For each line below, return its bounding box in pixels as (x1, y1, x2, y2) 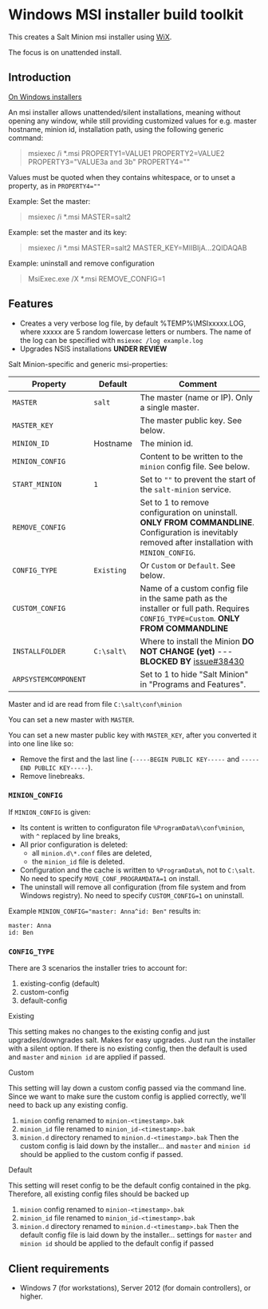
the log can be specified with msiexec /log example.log (19, 335, 203, 345)
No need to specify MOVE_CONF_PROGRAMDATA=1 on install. (19, 873, 201, 883)
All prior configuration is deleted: (19, 840, 128, 849)
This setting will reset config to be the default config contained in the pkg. (8, 1181, 251, 1191)
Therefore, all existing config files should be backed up (8, 1189, 190, 1199)
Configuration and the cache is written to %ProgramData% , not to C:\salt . (19, 865, 255, 875)
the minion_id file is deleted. (31, 856, 125, 866)
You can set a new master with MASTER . (8, 714, 135, 724)
